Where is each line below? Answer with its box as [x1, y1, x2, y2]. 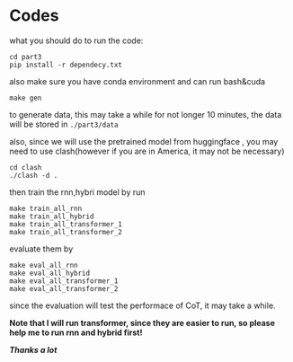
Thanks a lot [9, 344, 58, 355]
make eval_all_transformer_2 [9, 284, 119, 293]
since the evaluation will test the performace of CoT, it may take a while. [9, 300, 276, 311]
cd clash [9, 163, 42, 172]
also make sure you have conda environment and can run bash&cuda [9, 75, 266, 86]
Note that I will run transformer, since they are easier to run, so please [9, 317, 276, 328]
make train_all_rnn [9, 204, 83, 213]
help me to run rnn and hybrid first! [9, 327, 143, 338]
